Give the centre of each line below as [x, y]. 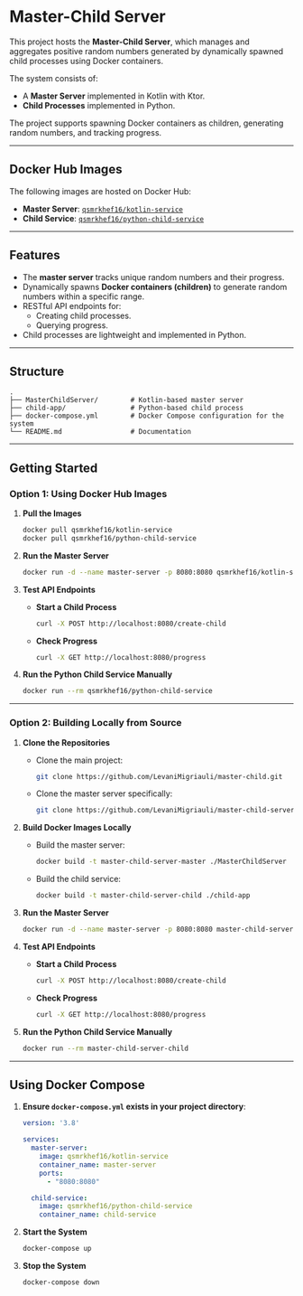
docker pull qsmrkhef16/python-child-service [109, 538]
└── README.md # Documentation [101, 432]
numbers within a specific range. [83, 296]
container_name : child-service [98, 1215]
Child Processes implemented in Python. [99, 105]
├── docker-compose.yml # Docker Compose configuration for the [147, 416]
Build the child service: [78, 879]
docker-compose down [61, 1282]
